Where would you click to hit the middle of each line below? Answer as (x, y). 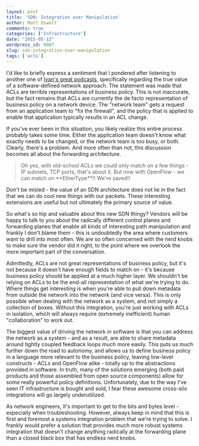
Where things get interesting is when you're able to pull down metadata (94, 288)
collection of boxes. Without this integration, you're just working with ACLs (97, 307)
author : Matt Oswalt (32, 23)
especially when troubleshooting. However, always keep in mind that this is (98, 412)
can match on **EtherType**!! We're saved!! (75, 178)
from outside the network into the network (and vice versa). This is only (94, 294)
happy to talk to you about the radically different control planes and (89, 220)
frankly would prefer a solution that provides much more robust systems (94, 425)
